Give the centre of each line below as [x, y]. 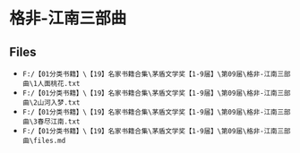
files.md [49, 140]
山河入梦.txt [59, 103]
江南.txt [65, 122]
